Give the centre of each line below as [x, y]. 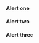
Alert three [20, 34]
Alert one [18, 8]
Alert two [18, 21]
